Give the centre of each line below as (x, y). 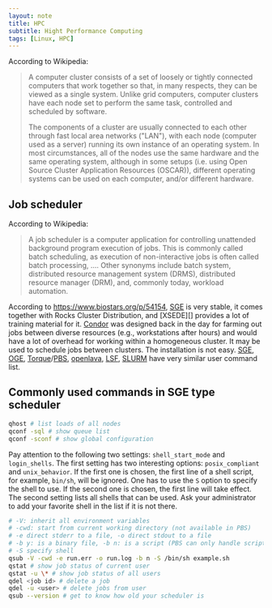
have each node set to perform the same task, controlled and (130, 103)
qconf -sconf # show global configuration (81, 439)
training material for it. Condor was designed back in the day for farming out (135, 324)
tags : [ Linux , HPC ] (41, 38)
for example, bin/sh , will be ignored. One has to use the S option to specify (133, 480)
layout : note (30, 16)
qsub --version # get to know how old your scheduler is (106, 596)
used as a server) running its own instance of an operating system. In (144, 145)
